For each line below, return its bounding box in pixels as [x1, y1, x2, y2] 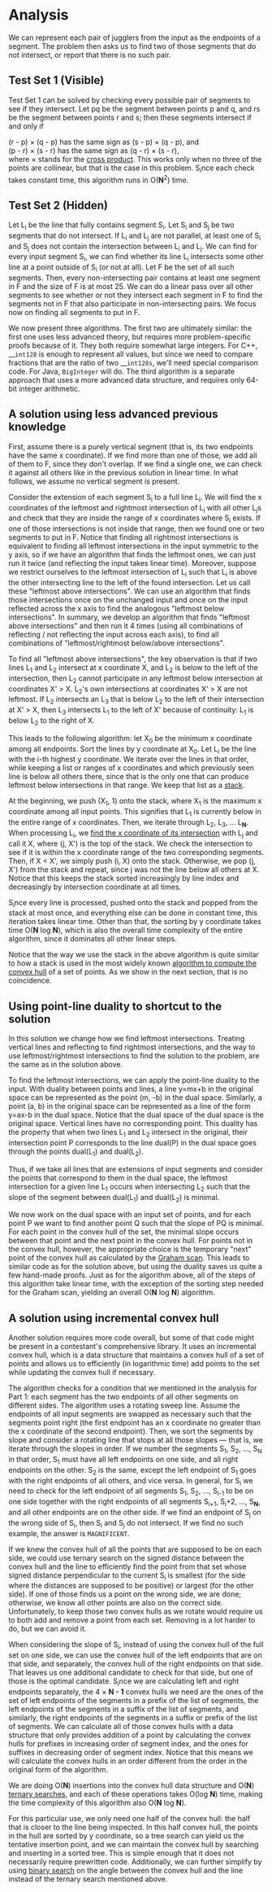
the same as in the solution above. [8, 1060, 123, 1070]
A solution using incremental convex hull [8, 1311, 219, 1325]
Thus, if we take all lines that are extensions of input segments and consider [8, 1164, 263, 1174]
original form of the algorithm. [8, 1764, 109, 1774]
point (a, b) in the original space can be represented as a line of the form [8, 1101, 252, 1111]
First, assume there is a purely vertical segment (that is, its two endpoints [8, 441, 254, 451]
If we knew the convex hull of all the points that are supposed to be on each [8, 1544, 262, 1554]
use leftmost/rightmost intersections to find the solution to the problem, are [8, 1051, 260, 1061]
